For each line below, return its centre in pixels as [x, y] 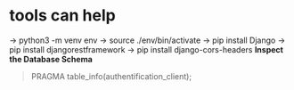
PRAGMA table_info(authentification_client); [111, 76]
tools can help [62, 16]
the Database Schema [51, 59]
